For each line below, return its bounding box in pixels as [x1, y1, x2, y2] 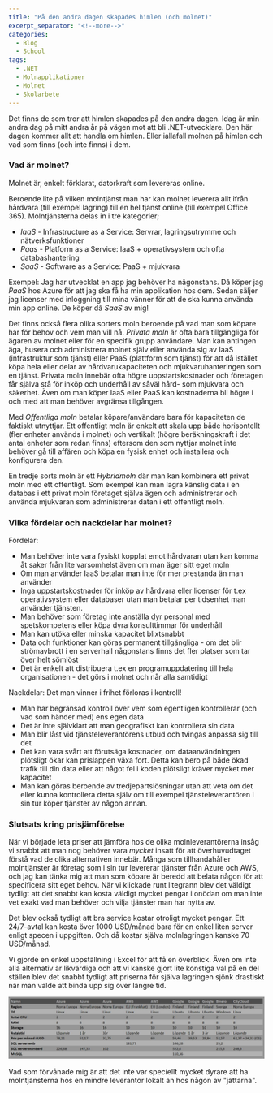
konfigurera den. [8, 455, 64, 464]
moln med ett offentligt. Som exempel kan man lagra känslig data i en [8, 479, 240, 489]
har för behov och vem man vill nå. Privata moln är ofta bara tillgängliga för [8, 327, 259, 337]
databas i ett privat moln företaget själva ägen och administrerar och [8, 488, 238, 498]
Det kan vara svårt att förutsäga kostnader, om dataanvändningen [19, 747, 240, 757]
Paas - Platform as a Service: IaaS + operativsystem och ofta [19, 244, 225, 253]
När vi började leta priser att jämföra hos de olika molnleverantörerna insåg [8, 837, 260, 847]
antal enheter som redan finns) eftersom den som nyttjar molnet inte [8, 438, 237, 447]
